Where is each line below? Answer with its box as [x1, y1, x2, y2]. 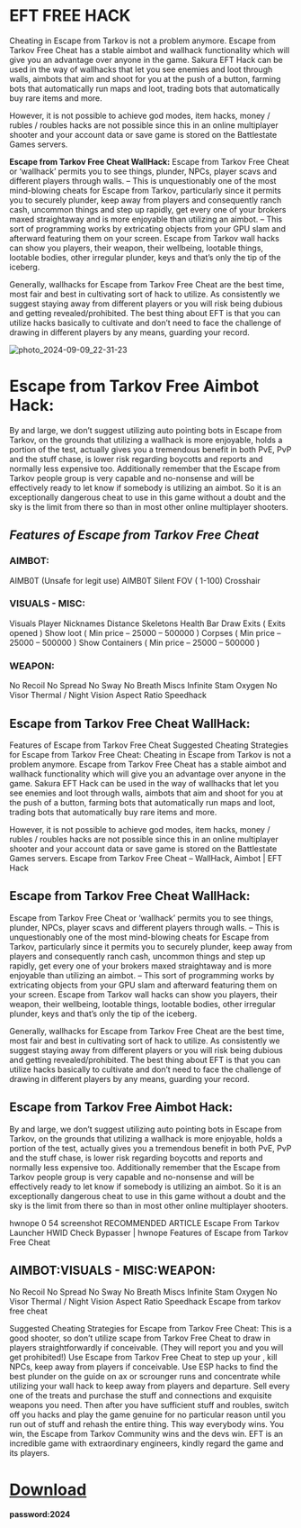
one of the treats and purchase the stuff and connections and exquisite [9, 1390, 272, 1401]
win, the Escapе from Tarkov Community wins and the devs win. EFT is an [9, 1429, 284, 1440]
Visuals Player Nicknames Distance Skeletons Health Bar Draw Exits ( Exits [9, 618, 286, 629]
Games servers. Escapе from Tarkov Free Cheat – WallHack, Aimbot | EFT [9, 852, 283, 863]
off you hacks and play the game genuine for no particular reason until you [9, 1409, 286, 1420]
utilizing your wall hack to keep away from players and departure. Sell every [9, 1380, 290, 1392]
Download [9, 1479, 87, 1500]
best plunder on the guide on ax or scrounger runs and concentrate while [9, 1371, 281, 1382]
